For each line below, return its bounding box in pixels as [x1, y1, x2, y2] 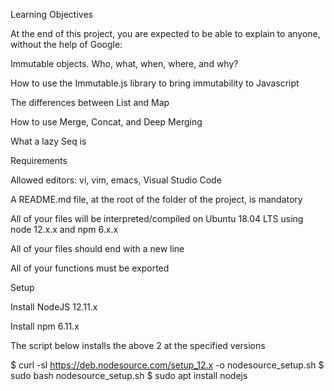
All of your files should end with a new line [10, 243, 185, 254]
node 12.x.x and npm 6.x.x [10, 224, 119, 235]
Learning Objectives [10, 9, 93, 20]
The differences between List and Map [10, 97, 170, 108]
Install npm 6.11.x [10, 320, 80, 332]
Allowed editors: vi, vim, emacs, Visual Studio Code [10, 174, 222, 186]
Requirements [10, 155, 68, 166]
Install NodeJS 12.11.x [10, 301, 98, 313]
